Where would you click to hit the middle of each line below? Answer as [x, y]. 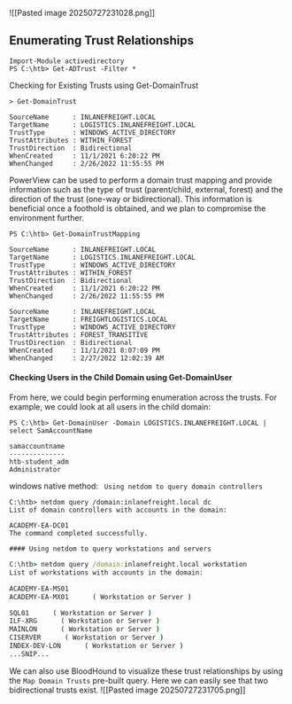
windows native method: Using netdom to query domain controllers [136, 486]
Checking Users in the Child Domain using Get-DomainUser [121, 378]
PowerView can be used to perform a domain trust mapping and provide [141, 180]
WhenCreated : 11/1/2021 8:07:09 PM [85, 350]
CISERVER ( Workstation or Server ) [87, 638]
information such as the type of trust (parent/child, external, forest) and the [146, 189]
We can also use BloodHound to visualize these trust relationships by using [146, 671]
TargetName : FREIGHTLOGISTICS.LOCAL [88, 319]
